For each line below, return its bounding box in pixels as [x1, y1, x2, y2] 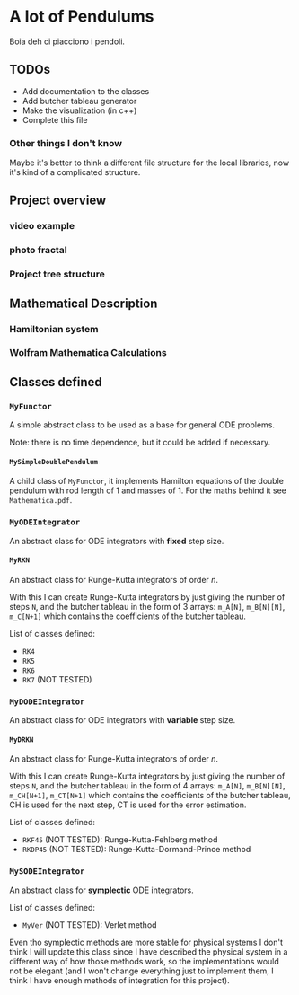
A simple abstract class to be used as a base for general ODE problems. [9, 419, 276, 430]
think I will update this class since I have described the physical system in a [9, 946, 288, 957]
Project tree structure [9, 268, 105, 280]
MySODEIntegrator [9, 867, 85, 876]
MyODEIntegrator [9, 517, 81, 527]
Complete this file [22, 114, 88, 125]
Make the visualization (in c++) [22, 105, 137, 116]
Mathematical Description [9, 295, 158, 311]
